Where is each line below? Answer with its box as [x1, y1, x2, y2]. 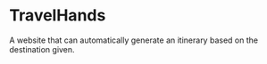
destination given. [9, 44, 75, 54]
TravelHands [9, 5, 106, 26]
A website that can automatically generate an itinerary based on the [9, 35, 259, 45]
